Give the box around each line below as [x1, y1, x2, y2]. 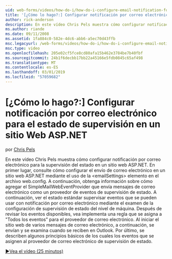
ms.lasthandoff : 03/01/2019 [5, 70, 66, 75]
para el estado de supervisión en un [5, 119, 161, 130]
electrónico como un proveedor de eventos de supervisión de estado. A [5, 189, 157, 195]
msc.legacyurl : [5, 41, 38, 46]
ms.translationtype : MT [5, 60, 56, 65]
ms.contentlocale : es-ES [5, 65, 58, 70]
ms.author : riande [5, 27, 45, 32]
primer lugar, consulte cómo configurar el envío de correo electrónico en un [5, 167, 165, 173]
